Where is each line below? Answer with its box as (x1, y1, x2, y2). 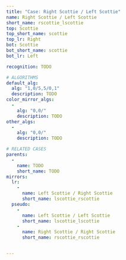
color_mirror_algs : (6, 96, 55, 103)
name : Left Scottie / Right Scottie (21, 190, 113, 196)
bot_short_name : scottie (6, 48, 68, 54)
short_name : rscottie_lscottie (6, 20, 84, 26)
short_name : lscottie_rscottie (21, 196, 100, 202)
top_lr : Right (6, 36, 42, 42)
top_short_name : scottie (6, 31, 68, 37)
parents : (6, 152, 28, 158)
